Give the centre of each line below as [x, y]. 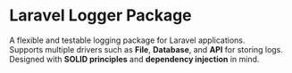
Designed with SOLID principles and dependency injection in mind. [134, 59]
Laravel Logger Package [100, 16]
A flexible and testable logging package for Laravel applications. [127, 40]
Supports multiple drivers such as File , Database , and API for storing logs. [146, 49]
